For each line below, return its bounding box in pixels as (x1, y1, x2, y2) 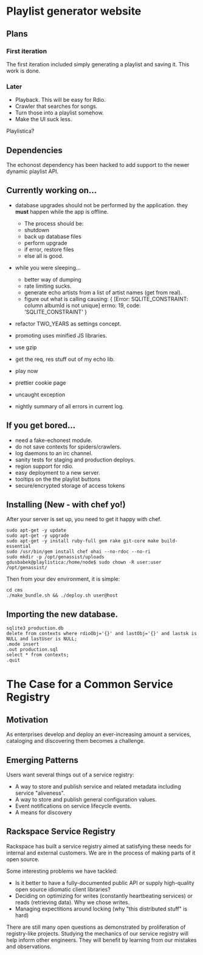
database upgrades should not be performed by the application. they (15, 201, 188, 208)
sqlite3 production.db (6, 625, 64, 631)
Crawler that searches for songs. (15, 102, 98, 110)
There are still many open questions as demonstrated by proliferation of (6, 923, 186, 931)
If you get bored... (6, 421, 76, 431)
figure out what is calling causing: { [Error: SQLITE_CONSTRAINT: (24, 295, 188, 302)
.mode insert (6, 641, 40, 647)
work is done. (6, 67, 41, 74)
